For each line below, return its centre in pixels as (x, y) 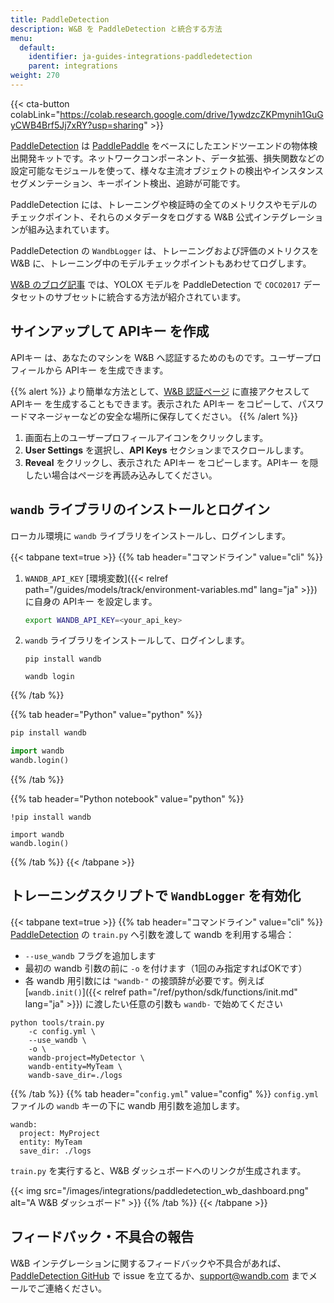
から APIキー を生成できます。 (106, 370)
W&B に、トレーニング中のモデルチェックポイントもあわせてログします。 (161, 263)
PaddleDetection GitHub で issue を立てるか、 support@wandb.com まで (159, 1275)
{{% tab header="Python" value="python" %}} (106, 715)
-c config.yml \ (62, 1031)
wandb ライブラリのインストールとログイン (140, 509)
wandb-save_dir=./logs (75, 1075)
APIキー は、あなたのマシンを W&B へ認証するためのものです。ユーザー (157, 357)
